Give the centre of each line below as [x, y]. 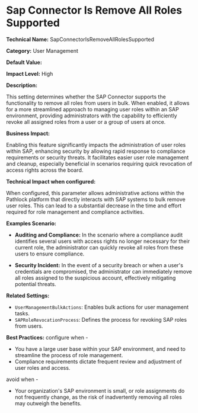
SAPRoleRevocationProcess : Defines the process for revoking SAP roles [101, 319]
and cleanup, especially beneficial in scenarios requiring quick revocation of [99, 164]
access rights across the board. [45, 170]
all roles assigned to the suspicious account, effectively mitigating [95, 278]
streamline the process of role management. [69, 355]
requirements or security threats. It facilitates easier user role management [98, 157]
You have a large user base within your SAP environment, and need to [100, 349]
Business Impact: [28, 133]
